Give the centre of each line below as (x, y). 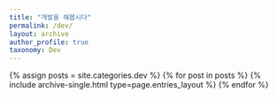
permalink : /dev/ (41, 26)
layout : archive (39, 34)
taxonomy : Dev (35, 50)
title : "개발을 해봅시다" (50, 17)
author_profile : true (49, 42)
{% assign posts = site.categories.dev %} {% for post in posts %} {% (135, 75)
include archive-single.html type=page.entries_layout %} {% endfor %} (139, 85)
